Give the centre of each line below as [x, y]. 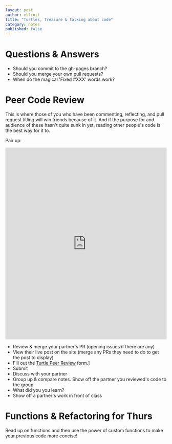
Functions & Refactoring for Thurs [79, 416]
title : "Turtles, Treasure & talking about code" [59, 19]
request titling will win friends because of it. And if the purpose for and [80, 120]
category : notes [23, 24]
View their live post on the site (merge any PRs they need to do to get [86, 352]
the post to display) [33, 358]
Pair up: [14, 140]
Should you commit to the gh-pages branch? [60, 69]
